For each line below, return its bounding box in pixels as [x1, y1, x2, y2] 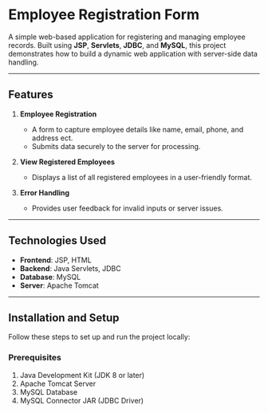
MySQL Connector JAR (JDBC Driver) [19, 395, 144, 405]
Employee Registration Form [8, 6, 200, 24]
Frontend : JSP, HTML [19, 255, 92, 265]
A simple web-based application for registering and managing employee [8, 32, 246, 41]
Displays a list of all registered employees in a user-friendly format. [31, 172, 253, 182]
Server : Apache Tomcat [19, 281, 100, 290]
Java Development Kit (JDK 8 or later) [19, 370, 145, 380]
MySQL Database [19, 387, 78, 396]
